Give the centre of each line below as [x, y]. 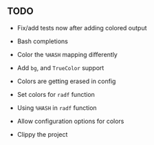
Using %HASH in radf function [57, 108]
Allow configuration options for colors [70, 121]
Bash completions [43, 41]
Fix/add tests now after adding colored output [82, 27]
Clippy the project [42, 134]
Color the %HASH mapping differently [67, 54]
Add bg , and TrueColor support [60, 67]
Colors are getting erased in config [66, 81]
